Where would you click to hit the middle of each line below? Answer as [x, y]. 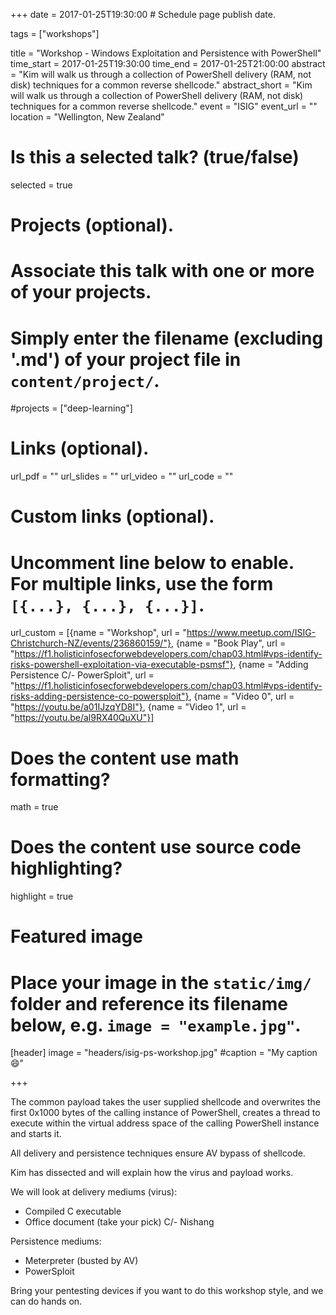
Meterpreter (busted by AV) [81, 1261]
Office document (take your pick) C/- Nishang [119, 1222]
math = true [34, 807]
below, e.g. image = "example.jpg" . [156, 1025]
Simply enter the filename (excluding [167, 338]
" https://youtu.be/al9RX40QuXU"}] [82, 718]
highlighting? [66, 868]
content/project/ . [85, 380]
